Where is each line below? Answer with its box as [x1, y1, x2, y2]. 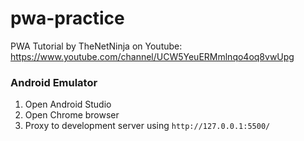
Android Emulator [10, 75, 98, 89]
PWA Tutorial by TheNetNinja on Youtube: [10, 40, 183, 52]
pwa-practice [10, 7, 125, 30]
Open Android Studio [24, 98, 112, 111]
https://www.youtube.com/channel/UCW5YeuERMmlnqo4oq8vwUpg [10, 50, 295, 62]
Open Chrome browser [24, 109, 120, 121]
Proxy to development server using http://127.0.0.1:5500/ [24, 120, 271, 132]
